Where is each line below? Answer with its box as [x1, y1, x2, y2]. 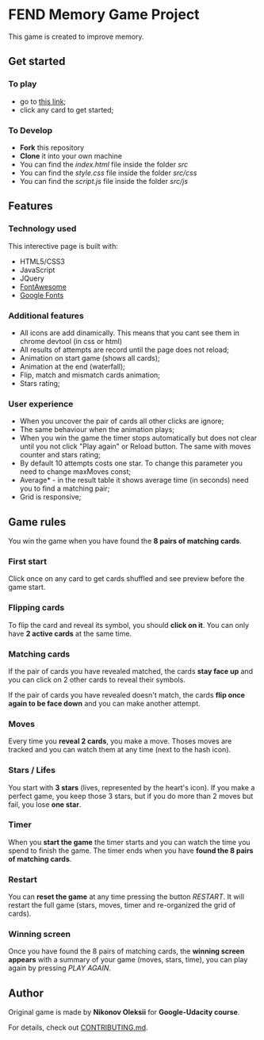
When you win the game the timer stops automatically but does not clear [19, 434, 258, 443]
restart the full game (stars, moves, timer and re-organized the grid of [8, 900, 236, 910]
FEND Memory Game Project [8, 6, 200, 24]
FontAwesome [19, 281, 67, 291]
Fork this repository [19, 143, 85, 152]
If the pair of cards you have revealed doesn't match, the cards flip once [8, 690, 246, 699]
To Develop [8, 124, 53, 136]
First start [8, 556, 48, 567]
